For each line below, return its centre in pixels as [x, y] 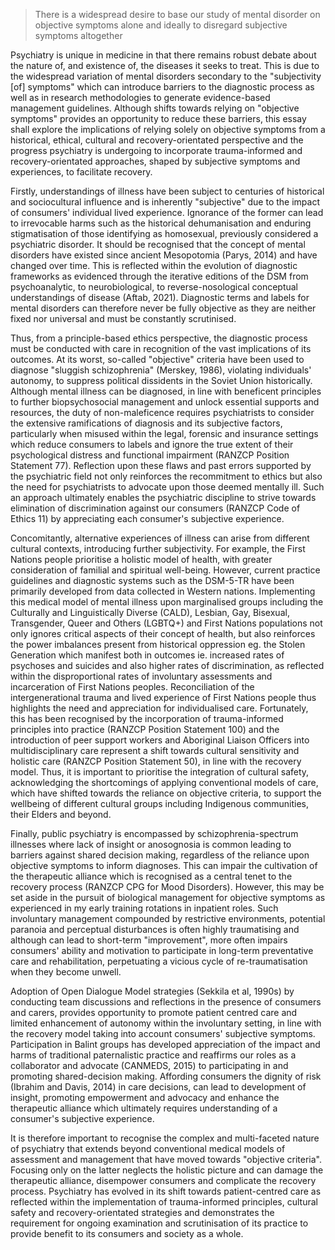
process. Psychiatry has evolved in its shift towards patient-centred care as [166, 1191]
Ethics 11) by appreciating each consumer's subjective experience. [147, 518]
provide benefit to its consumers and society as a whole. [127, 1233]
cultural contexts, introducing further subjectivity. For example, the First [158, 548]
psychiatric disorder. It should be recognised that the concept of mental [158, 244]
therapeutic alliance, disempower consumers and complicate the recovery [163, 1180]
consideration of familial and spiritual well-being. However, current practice [165, 570]
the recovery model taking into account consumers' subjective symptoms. [163, 1033]
